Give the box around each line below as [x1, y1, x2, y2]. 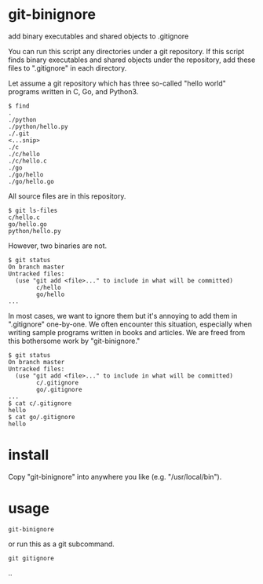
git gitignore [8, 554, 55, 562]
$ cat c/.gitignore [8, 399, 72, 407]
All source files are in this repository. [8, 191, 126, 201]
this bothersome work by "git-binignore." [8, 336, 141, 345]
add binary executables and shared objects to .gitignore [8, 31, 189, 41]
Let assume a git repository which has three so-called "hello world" [8, 78, 226, 88]
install [8, 446, 49, 464]
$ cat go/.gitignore [8, 413, 76, 421]
